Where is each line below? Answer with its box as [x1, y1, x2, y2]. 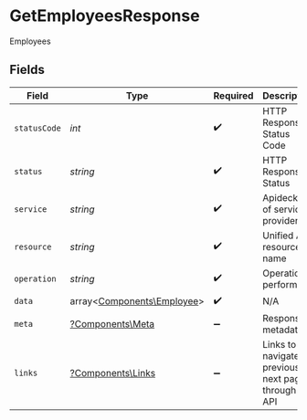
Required [213, 89, 254, 101]
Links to [262, 338, 297, 351]
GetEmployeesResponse [9, 5, 200, 26]
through [262, 383, 297, 396]
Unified [262, 229, 294, 242]
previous [262, 361, 300, 373]
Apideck [262, 191, 299, 204]
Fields [9, 62, 46, 78]
